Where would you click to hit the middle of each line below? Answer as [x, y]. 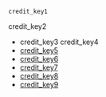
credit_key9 [39, 85]
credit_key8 [39, 76]
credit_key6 [39, 59]
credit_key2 [27, 26]
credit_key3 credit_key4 [59, 42]
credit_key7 [39, 67]
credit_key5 [39, 51]
